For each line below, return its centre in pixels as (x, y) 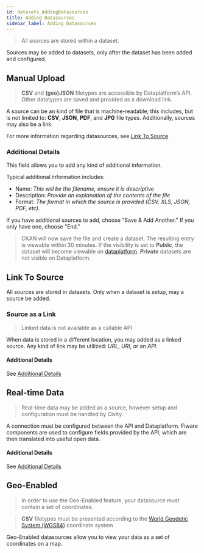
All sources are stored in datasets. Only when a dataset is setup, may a (95, 292)
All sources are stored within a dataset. (70, 41)
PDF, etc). (27, 208)
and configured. (26, 59)
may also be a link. (30, 124)
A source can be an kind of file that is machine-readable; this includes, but (100, 111)
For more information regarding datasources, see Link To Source (87, 136)
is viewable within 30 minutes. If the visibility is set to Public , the (102, 245)
